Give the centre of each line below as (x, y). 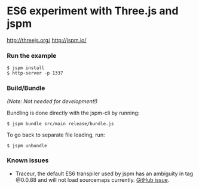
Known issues (28, 160)
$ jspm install (26, 68)
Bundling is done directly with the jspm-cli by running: (73, 113)
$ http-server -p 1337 (35, 73)
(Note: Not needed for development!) (52, 101)
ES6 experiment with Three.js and (93, 11)
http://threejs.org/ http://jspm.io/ (47, 40)
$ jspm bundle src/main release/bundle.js (60, 123)
